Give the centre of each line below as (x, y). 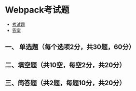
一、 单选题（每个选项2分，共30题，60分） (70, 47)
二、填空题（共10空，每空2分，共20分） (65, 65)
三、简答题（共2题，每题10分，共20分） (65, 83)
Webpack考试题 (37, 10)
